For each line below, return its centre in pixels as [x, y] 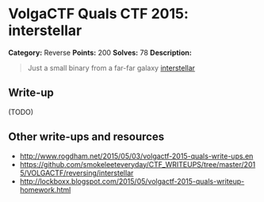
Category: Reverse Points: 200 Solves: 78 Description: [100, 52]
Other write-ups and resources [86, 137]
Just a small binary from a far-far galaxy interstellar [111, 67]
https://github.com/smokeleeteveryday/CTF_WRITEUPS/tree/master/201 [138, 164]
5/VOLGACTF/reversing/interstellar [77, 173]
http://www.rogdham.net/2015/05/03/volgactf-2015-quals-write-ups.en [136, 156]
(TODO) [21, 112]
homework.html [45, 189]
